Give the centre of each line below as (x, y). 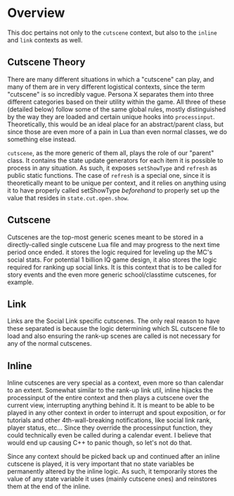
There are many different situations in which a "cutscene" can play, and (111, 79)
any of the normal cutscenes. (50, 344)
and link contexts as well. (45, 40)
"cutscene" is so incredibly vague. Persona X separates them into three (111, 94)
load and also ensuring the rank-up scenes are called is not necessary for (114, 336)
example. (20, 282)
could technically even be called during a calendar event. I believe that (110, 435)
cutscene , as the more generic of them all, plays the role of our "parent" (111, 152)
